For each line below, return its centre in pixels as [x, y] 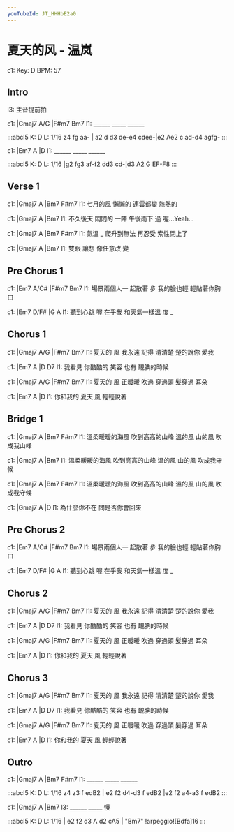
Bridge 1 [25, 419]
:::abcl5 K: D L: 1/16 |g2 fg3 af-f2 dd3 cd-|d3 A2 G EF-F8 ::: [92, 164]
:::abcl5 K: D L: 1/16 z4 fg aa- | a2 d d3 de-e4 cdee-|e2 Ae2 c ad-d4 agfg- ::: [117, 138]
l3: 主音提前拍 [27, 110]
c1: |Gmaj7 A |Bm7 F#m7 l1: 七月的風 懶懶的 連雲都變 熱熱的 [93, 204]
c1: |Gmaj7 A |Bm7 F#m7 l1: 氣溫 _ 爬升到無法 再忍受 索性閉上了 [98, 234]
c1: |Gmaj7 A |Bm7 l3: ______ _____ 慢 [59, 807]
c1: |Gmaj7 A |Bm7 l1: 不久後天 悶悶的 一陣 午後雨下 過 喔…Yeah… [101, 219]
